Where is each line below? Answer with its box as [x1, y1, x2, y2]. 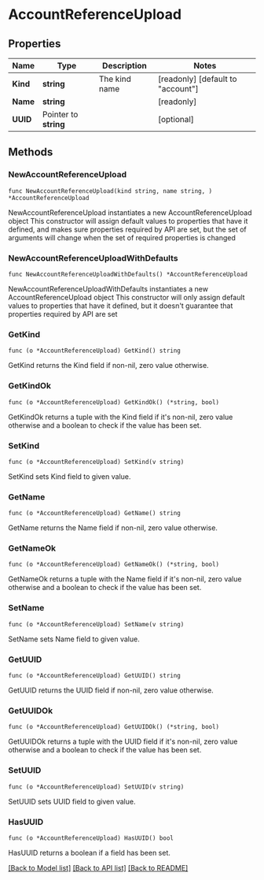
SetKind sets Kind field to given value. [8, 471, 131, 481]
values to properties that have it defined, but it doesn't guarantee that [8, 301, 233, 310]
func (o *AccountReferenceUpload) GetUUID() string [8, 672, 181, 680]
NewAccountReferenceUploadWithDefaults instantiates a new [8, 284, 208, 293]
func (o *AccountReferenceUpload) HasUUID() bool [8, 834, 174, 842]
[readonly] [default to [157, 73, 237, 84]
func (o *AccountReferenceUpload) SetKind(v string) [8, 458, 185, 466]
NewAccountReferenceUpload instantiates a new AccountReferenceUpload [8, 207, 252, 217]
